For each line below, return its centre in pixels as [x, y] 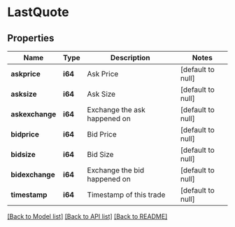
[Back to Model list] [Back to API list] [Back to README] [87, 216]
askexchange [34, 114]
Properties [31, 38]
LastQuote [38, 12]
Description [130, 58]
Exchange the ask [116, 110]
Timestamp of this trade [126, 195]
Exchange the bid [116, 170]
